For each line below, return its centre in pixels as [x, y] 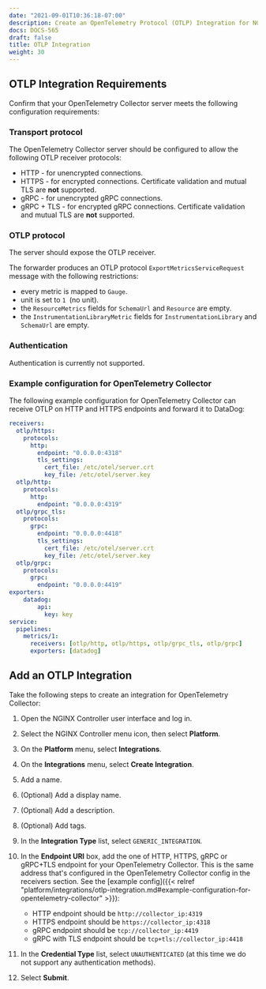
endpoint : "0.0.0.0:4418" [80, 534]
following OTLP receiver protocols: [65, 158]
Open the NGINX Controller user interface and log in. [106, 718]
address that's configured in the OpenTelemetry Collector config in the [135, 873]
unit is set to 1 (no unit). [60, 300]
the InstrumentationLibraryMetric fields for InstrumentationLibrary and [139, 317]
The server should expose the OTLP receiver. [82, 253]
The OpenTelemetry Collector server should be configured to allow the [124, 149]
